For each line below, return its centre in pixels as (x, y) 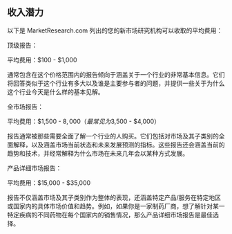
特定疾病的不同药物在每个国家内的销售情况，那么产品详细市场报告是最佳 (110, 215)
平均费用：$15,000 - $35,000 (49, 183)
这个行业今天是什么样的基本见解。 (56, 91)
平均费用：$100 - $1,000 (42, 60)
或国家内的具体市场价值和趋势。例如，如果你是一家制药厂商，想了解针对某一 (116, 206)
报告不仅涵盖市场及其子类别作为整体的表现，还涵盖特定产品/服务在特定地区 (114, 197)
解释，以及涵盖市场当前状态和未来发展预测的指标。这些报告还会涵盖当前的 (119, 145)
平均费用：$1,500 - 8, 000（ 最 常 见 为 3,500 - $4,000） (84, 121)
